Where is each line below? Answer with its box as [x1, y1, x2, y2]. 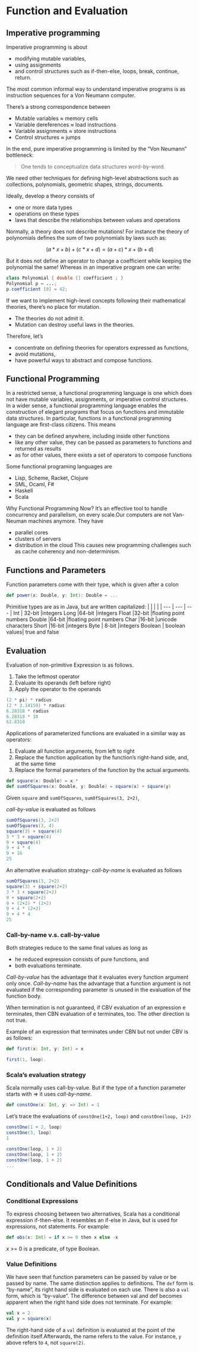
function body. [6, 993, 42, 1000]
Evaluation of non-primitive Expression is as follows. [6, 661, 134, 669]
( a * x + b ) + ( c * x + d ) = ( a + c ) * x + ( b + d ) [46, 246, 154, 253]
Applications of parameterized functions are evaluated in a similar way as [6, 730, 186, 737]
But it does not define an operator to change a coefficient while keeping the [6, 257, 191, 264]
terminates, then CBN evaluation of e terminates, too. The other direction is [6, 1011, 190, 1018]
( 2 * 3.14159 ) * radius [6, 702, 65, 708]
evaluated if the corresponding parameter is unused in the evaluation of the [6, 986, 191, 993]
